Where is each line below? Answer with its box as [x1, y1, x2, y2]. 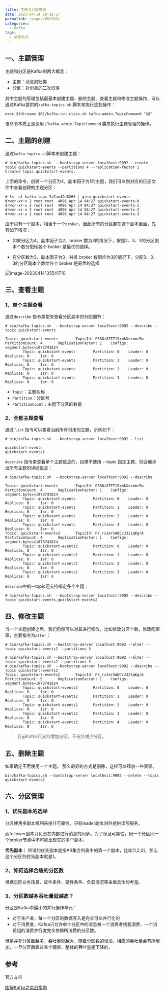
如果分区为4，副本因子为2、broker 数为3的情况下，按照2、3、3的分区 [12, 237, 155, 243]
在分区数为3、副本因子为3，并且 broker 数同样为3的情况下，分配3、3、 [12, 254, 158, 260]
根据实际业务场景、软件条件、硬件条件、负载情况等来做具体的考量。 [5, 879, 143, 885]
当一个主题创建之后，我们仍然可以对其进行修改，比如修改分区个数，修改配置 [5, 626, 160, 632]
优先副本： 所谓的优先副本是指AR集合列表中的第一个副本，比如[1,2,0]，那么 [5, 847, 158, 853]
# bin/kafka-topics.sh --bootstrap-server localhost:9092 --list [5, 437, 144, 442]
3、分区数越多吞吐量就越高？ [5, 893, 74, 900]
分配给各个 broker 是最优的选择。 [25, 244, 93, 249]
